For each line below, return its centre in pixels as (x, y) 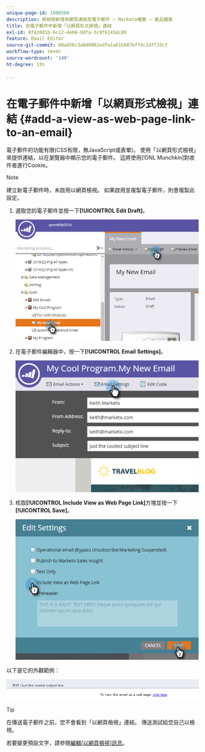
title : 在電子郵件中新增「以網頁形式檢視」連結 (59, 26)
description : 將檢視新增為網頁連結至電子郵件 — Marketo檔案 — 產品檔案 (89, 19)
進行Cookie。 (34, 166)
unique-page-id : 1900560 (38, 13)
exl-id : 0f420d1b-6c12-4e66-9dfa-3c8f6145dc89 (67, 32)
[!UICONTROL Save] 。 (44, 511)
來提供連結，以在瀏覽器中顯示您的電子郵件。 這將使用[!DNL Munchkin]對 (98, 158)
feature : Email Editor (35, 39)
